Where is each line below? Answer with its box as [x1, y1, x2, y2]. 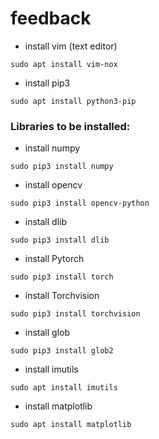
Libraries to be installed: [10, 119, 131, 133]
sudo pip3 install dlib [10, 235, 110, 246]
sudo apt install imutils [10, 383, 118, 393]
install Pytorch [24, 253, 85, 265]
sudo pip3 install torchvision [10, 309, 141, 319]
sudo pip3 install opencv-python [10, 198, 150, 209]
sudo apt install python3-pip [10, 96, 137, 106]
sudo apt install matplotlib [10, 420, 132, 430]
